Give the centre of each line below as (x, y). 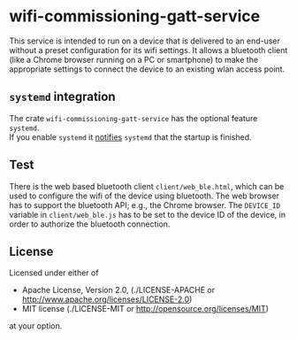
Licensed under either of (54, 273)
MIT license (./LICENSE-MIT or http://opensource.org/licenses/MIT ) (145, 309)
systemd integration (62, 97)
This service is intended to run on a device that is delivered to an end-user (145, 41)
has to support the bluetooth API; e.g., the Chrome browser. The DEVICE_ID (145, 205)
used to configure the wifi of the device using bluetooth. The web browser (145, 196)
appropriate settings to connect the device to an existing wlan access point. (147, 69)
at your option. (36, 326)
